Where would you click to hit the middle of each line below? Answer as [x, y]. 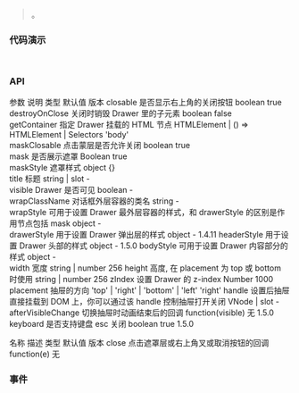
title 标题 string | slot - [50, 179]
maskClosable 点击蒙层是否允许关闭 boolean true [100, 145]
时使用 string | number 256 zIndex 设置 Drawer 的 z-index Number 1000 [141, 279]
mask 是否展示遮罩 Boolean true [68, 156]
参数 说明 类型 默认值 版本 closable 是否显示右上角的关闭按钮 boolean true [146, 102]
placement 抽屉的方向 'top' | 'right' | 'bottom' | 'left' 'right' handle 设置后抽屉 [149, 290]
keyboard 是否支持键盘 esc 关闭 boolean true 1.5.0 [102, 323]
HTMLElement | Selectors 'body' [69, 134]
